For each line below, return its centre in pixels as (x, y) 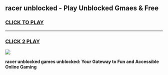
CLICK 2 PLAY (22, 41)
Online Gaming (21, 66)
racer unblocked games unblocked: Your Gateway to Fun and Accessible (82, 61)
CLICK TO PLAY (24, 22)
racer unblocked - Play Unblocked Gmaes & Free (82, 8)
